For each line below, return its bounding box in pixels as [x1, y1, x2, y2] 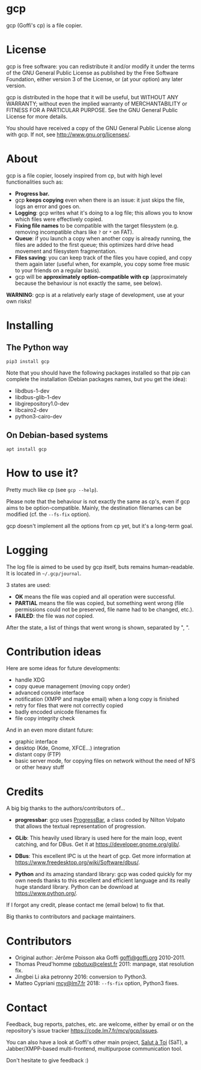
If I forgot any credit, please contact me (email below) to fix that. [6, 901, 165, 909]
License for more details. [6, 113, 68, 120]
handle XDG [14, 676, 45, 683]
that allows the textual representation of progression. [14, 823, 146, 830]
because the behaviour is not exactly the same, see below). [14, 279, 163, 287]
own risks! [6, 297, 32, 305]
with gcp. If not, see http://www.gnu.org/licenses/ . [6, 131, 131, 138]
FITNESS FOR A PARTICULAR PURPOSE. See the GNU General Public [6, 106, 178, 113]
